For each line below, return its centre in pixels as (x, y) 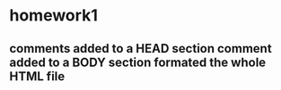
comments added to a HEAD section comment (140, 49)
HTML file (37, 76)
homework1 (54, 16)
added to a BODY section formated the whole (138, 62)
